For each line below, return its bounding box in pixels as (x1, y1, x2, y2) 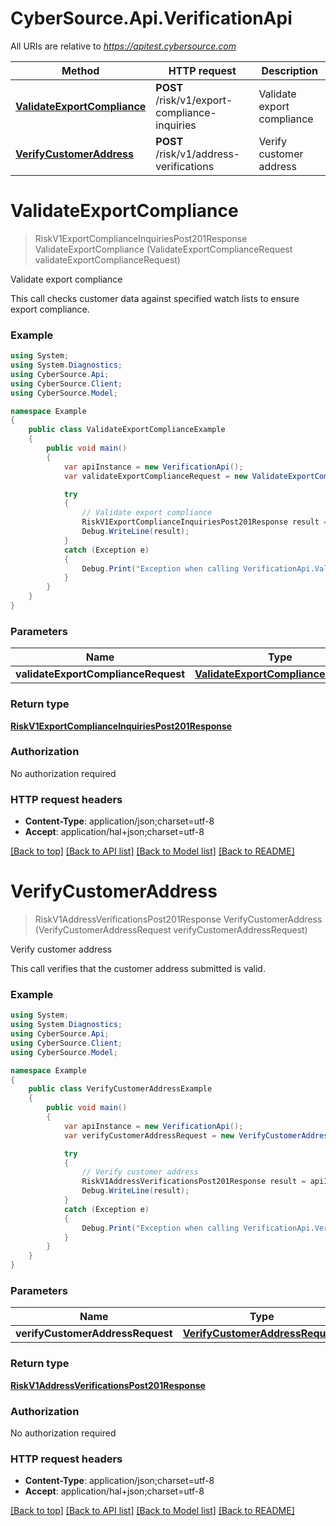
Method (61, 63, 100, 77)
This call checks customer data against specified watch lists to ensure (10, 292, 300, 304)
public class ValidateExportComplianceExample (28, 425, 226, 435)
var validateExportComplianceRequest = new (63, 471, 248, 481)
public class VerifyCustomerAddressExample (28, 1084, 213, 1094)
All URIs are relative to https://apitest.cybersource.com (10, 40, 237, 52)
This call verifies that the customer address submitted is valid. (10, 963, 266, 975)
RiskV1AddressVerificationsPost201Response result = (81, 1177, 307, 1187)
